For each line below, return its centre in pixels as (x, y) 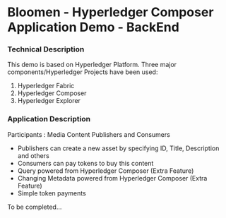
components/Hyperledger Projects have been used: (83, 72)
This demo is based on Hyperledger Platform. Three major (92, 65)
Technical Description (46, 49)
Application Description (49, 119)
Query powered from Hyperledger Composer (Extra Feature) (106, 171)
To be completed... (35, 207)
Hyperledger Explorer (49, 101)
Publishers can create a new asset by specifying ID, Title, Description (118, 148)
